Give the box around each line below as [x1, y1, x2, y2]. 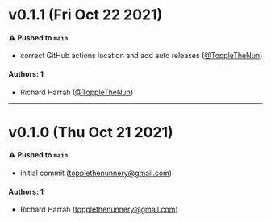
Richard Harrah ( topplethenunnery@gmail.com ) [19, 204, 179, 215]
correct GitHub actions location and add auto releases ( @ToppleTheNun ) [19, 51, 263, 61]
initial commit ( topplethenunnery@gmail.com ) [19, 168, 172, 178]
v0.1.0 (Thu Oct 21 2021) [8, 123, 173, 141]
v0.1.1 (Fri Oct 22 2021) [8, 6, 163, 24]
